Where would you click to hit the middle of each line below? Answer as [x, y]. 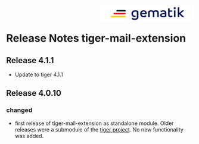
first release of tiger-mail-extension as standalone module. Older [94, 123]
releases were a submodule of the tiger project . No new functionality [99, 129]
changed [19, 110]
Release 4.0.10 [34, 93]
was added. [29, 136]
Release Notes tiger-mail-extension [96, 38]
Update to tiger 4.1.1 [39, 74]
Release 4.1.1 [30, 60]
